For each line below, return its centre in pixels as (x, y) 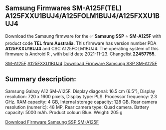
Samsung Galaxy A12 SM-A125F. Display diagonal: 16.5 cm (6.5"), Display (80, 91)
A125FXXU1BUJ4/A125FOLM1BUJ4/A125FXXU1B (83, 16)
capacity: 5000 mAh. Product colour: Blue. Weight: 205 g (64, 112)
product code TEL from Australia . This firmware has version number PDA (81, 43)
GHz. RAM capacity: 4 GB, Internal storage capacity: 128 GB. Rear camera (81, 102)
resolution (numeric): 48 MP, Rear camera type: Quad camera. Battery (77, 107)
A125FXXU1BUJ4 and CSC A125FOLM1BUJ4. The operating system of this (82, 48)
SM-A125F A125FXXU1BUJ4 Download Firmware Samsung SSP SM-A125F (81, 63)
